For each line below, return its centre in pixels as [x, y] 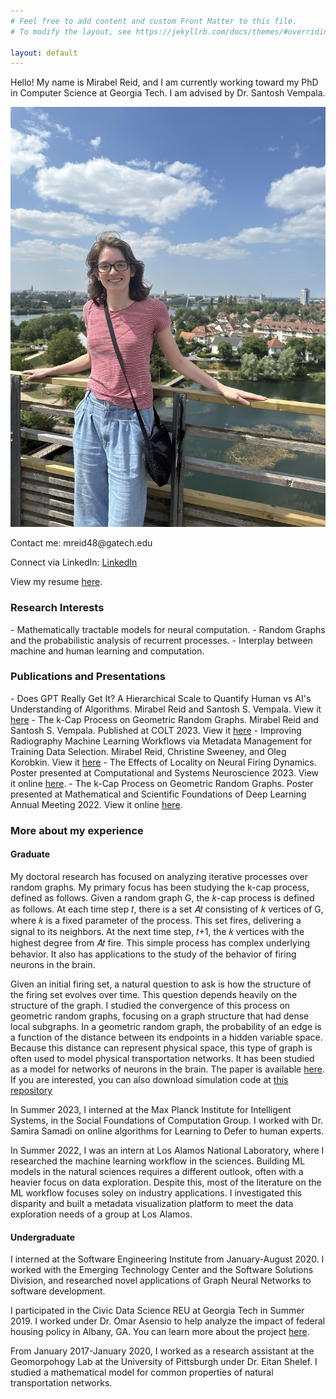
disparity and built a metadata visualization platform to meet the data [152, 1203]
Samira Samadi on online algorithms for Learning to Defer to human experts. [167, 1131]
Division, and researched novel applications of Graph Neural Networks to [161, 1281]
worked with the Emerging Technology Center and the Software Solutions [162, 1270]
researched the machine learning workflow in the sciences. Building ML [158, 1161]
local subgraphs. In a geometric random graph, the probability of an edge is [166, 1026]
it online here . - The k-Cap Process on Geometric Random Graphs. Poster [162, 783]
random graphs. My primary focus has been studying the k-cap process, [160, 887]
